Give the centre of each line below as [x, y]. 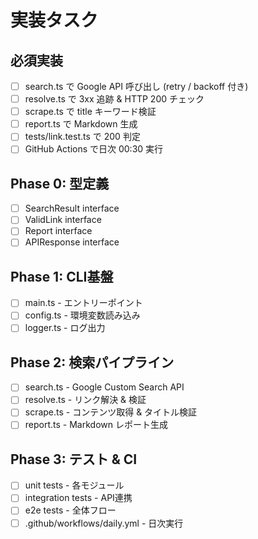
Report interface [58, 231]
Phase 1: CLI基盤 [62, 276]
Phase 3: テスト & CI [74, 459]
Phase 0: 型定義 [60, 183]
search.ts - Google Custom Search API [104, 387]
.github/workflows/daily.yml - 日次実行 [104, 523]
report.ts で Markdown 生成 [81, 124]
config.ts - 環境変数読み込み [82, 315]
